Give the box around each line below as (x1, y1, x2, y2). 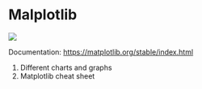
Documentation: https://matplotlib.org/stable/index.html (8, 47, 194, 57)
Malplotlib (8, 6, 78, 24)
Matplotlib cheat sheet (19, 71, 95, 81)
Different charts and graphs (19, 63, 112, 72)
